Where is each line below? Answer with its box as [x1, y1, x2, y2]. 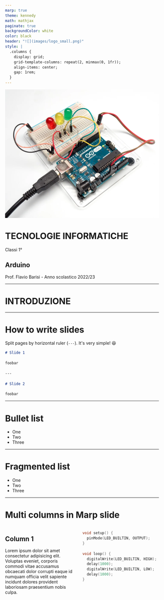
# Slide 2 [5, 381, 25, 386]
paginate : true [5, 24, 36, 28]
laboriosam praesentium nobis [5, 584, 66, 590]
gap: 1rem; [14, 70, 36, 75]
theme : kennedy [5, 13, 36, 18]
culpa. [5, 589, 18, 595]
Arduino [5, 261, 30, 269]
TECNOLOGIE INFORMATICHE [5, 231, 128, 242]
